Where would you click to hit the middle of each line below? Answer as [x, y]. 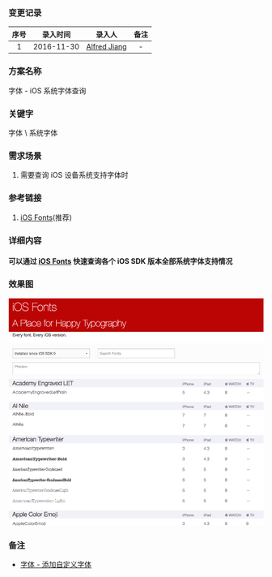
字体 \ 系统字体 [33, 133]
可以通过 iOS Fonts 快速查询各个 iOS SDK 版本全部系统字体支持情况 [121, 261]
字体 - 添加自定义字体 [56, 564]
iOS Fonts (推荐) [46, 217]
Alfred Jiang [106, 47]
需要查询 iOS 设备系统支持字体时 [74, 175]
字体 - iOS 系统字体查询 [47, 90]
